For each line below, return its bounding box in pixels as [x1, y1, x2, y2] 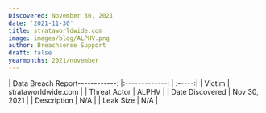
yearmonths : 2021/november [8, 57, 99, 65]
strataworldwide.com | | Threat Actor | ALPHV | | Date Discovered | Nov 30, [8, 87, 260, 96]
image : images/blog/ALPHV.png [8, 34, 110, 42]
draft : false [8, 49, 52, 57]
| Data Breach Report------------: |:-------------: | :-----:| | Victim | [8, 78, 230, 88]
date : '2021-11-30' [8, 19, 74, 27]
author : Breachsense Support [8, 42, 106, 50]
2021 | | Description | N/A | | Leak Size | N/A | [8, 95, 159, 105]
